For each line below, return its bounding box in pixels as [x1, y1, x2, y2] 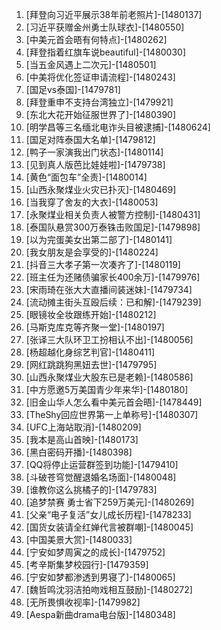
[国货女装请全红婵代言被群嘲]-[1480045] [25, 521, 194, 533]
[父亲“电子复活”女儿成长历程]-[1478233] [25, 509, 192, 520]
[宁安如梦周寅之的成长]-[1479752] [25, 546, 166, 558]
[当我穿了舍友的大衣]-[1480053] [25, 196, 159, 208]
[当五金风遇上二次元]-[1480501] [25, 59, 157, 70]
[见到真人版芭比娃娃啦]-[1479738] [25, 159, 166, 170]
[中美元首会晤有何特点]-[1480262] [25, 34, 168, 45]
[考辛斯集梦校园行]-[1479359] [25, 559, 149, 570]
